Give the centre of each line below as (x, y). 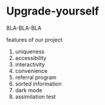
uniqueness (29, 51)
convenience (31, 70)
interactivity (30, 64)
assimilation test (35, 97)
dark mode (29, 90)
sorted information (38, 84)
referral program (36, 77)
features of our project (34, 39)
